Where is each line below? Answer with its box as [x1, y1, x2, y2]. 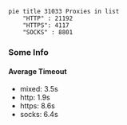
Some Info [8, 46, 50, 57]
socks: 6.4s [19, 110, 58, 119]
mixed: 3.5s [19, 84, 58, 94]
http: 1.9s [19, 92, 50, 103]
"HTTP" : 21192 [22, 14, 73, 22]
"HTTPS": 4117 [22, 21, 69, 29]
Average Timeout [8, 66, 67, 76]
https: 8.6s [19, 101, 56, 111]
